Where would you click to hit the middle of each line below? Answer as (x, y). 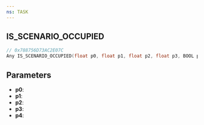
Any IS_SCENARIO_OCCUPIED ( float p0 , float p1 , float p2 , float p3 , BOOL (100, 56)
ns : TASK (17, 12)
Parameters (29, 75)
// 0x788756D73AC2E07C (35, 50)
